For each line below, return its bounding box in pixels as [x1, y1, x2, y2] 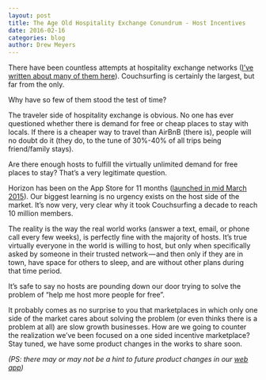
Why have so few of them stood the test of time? [8, 95, 167, 105]
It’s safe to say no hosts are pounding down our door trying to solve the [8, 282, 241, 291]
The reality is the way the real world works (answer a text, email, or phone [8, 224, 250, 234]
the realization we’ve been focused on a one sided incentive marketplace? [8, 331, 251, 340]
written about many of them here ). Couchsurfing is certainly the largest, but [8, 71, 255, 81]
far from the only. [8, 80, 65, 90]
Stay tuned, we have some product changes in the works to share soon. [8, 339, 243, 349]
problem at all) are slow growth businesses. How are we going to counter [8, 322, 247, 332]
